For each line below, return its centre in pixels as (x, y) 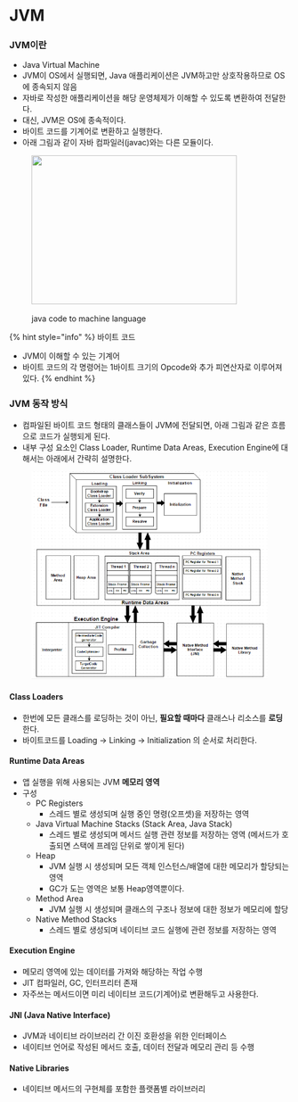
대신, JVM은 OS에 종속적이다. (74, 120)
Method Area (60, 899)
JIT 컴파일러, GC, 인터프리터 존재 (80, 983)
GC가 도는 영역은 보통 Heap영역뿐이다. (117, 888)
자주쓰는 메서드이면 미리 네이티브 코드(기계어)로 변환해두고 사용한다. (141, 994)
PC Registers (59, 803)
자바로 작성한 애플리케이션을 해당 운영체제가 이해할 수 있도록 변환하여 (142, 98)
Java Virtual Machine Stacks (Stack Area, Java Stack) (134, 824)
